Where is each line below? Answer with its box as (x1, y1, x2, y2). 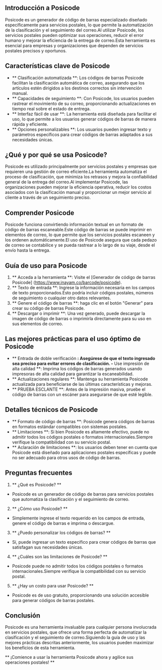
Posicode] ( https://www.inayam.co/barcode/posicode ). (12, 279, 122, 286)
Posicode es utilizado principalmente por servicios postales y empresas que (5, 164, 157, 170)
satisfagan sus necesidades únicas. (12, 544, 84, 550)
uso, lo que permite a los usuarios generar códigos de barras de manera (12, 116, 156, 122)
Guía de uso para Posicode (5, 261, 87, 270)
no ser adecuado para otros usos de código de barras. (12, 454, 121, 461)
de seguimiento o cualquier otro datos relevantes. (12, 295, 111, 301)
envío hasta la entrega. (5, 247, 51, 253)
